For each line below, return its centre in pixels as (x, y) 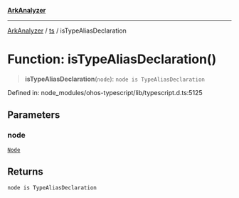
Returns (26, 172)
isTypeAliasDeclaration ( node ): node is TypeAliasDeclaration (115, 79)
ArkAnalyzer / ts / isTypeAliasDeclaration (67, 31)
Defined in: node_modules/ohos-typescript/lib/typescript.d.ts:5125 (105, 92)
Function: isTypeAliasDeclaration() (112, 59)
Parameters (34, 115)
